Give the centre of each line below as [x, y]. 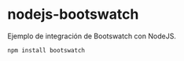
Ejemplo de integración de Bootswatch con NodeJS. [92, 36]
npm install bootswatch [46, 50]
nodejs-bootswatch [73, 14]
